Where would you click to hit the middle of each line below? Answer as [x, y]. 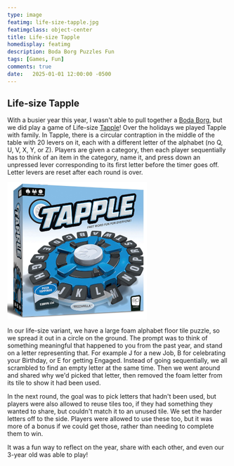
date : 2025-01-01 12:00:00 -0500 [59, 74]
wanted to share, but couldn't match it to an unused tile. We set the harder [115, 411]
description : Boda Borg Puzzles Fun [61, 52]
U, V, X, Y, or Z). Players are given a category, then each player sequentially [117, 150]
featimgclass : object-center [50, 29]
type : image [25, 15]
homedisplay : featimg [39, 45]
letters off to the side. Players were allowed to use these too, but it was [110, 419]
